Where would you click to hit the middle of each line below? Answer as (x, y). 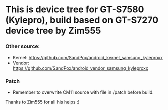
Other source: (23, 46)
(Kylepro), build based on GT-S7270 (82, 20)
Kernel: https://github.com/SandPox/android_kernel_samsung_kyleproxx (88, 58)
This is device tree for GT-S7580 (75, 9)
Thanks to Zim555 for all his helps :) (42, 102)
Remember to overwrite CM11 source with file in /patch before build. (83, 92)
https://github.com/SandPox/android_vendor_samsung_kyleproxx (80, 68)
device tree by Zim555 (53, 31)
